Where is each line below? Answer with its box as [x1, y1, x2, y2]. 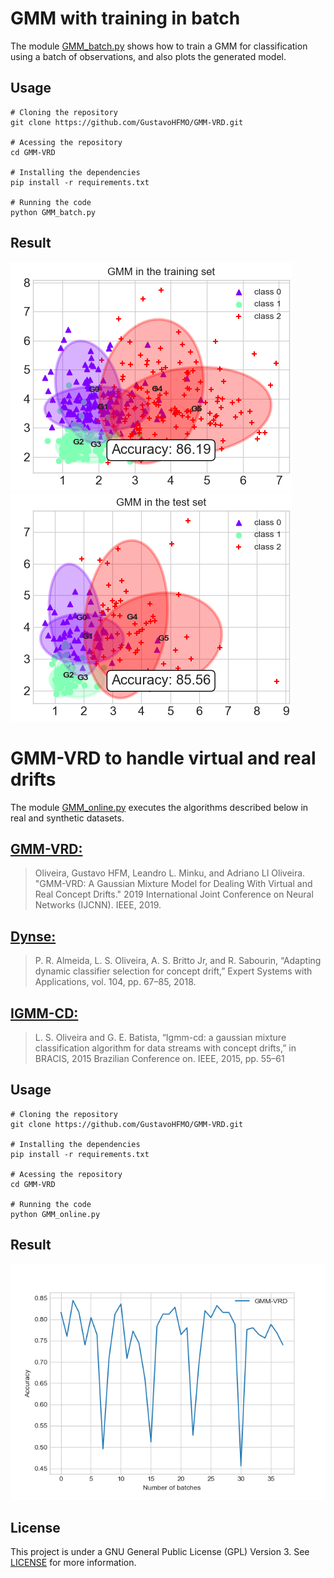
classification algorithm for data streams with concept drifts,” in [34, 1042, 297, 1054]
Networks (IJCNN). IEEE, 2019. [34, 899, 162, 911]
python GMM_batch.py [10, 207, 97, 217]
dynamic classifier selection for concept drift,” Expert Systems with [34, 965, 313, 977]
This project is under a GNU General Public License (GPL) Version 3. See [10, 1546, 310, 1558]
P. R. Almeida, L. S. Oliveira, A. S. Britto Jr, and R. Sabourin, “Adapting [34, 955, 322, 967]
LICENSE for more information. [10, 1557, 137, 1569]
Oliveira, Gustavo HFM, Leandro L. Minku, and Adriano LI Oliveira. [34, 867, 306, 879]
